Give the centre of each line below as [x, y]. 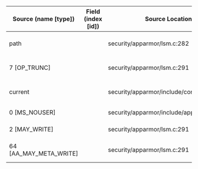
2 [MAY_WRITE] [31, 129]
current [19, 92]
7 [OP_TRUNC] [30, 68]
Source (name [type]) [44, 19]
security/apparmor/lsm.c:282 [149, 43]
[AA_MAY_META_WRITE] [44, 153]
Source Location [169, 19]
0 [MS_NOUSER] [32, 112]
